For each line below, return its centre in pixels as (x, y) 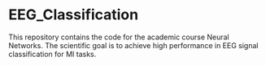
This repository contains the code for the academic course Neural (119, 37)
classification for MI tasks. (52, 54)
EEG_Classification (74, 15)
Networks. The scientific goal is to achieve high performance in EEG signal (133, 45)
